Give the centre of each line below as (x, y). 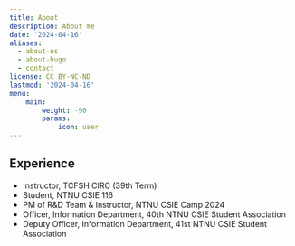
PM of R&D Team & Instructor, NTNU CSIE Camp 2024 (124, 204)
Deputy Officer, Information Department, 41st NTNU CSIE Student (145, 223)
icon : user (78, 128)
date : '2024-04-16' (46, 34)
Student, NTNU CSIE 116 (68, 194)
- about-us (38, 52)
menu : (19, 93)
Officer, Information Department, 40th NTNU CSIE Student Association (154, 214)
